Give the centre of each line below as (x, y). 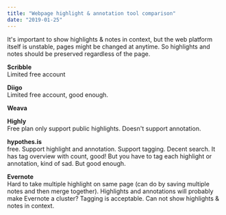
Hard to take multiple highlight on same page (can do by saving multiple (109, 184)
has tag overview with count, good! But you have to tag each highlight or (110, 156)
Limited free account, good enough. (58, 95)
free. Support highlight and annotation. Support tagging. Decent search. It (111, 149)
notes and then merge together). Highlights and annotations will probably (110, 191)
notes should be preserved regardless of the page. (79, 54)
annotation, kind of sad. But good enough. (66, 163)
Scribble (20, 67)
